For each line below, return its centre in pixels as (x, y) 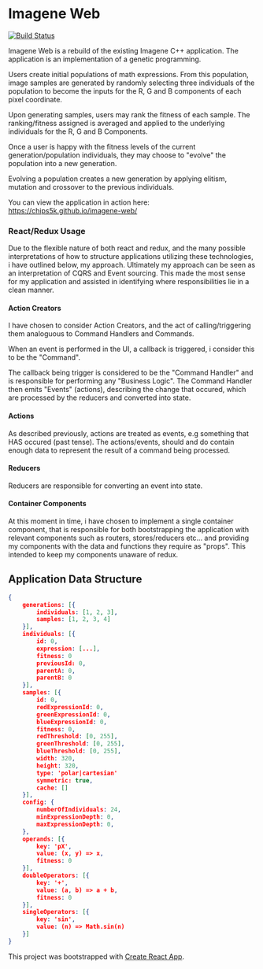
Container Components (47, 504)
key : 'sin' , (56, 919)
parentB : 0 (54, 678)
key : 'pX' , (54, 846)
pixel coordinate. (35, 99)
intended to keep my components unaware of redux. (93, 555)
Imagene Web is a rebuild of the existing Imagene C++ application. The (123, 50)
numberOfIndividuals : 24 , (79, 810)
